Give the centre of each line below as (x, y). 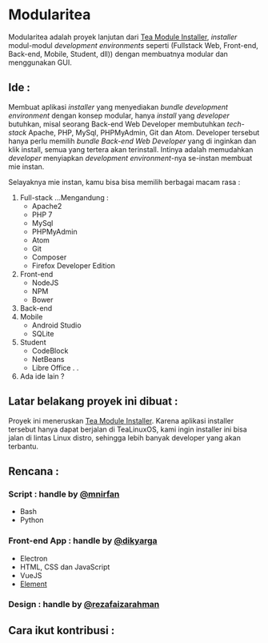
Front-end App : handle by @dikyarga (83, 541)
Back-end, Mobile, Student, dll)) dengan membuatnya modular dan (118, 54)
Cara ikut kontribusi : (62, 630)
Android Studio (56, 325)
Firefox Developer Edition (74, 265)
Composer (49, 257)
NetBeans (48, 359)
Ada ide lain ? (42, 376)
